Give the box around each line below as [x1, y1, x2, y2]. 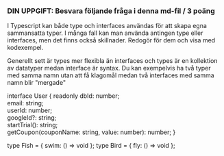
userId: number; [7, 106, 53, 115]
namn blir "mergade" [7, 79, 66, 87]
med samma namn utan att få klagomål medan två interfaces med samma [7, 71, 214, 79]
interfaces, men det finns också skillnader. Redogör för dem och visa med [7, 36, 216, 44]
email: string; [7, 99, 44, 107]
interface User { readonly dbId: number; [7, 92, 120, 100]
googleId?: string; [7, 114, 57, 122]
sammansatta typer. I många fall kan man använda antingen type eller [7, 29, 203, 37]
